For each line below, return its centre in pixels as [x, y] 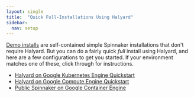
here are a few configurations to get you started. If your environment [90, 57]
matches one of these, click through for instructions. [70, 64]
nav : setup [25, 28]
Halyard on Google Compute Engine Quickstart [72, 82]
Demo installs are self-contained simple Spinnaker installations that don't [95, 45]
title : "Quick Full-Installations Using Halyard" [70, 17]
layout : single [25, 12]
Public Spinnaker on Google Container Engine [70, 88]
